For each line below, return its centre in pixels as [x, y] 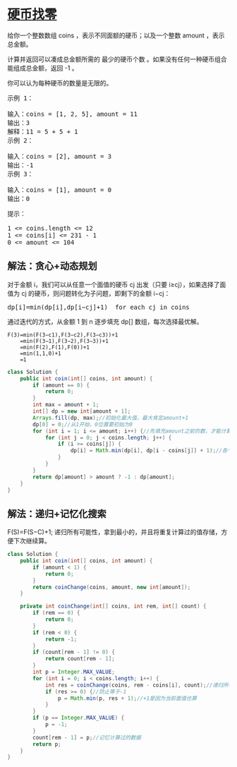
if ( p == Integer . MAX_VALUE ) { [79, 718]
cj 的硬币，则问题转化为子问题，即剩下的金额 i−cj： [96, 293]
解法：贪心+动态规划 [52, 266]
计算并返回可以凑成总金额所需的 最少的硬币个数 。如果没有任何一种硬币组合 [117, 59]
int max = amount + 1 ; [66, 405]
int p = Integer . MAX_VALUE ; [74, 672]
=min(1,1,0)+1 [41, 354]
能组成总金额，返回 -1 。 [43, 68]
